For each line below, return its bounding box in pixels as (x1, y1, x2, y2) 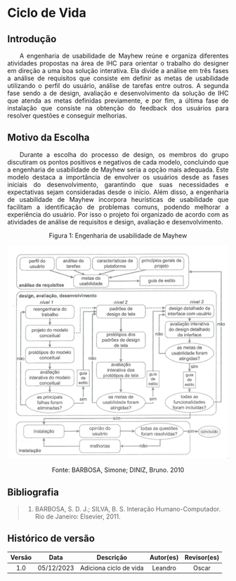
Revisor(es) (184, 554, 220, 562)
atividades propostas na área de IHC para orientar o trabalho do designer (7, 59, 229, 68)
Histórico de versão (7, 532, 95, 544)
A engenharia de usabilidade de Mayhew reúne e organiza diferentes (20, 51, 229, 60)
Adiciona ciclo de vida (79, 563, 144, 572)
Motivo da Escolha (7, 132, 90, 143)
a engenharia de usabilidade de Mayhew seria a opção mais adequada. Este (7, 165, 229, 174)
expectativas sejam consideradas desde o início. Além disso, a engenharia (7, 188, 229, 196)
